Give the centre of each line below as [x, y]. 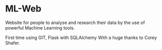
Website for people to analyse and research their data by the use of [75, 22]
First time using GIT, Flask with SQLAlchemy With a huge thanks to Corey [81, 37]
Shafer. [13, 42]
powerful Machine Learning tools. [40, 27]
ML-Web [23, 9]
